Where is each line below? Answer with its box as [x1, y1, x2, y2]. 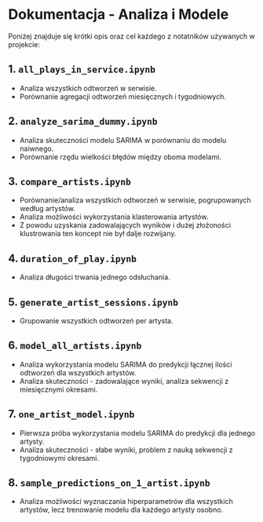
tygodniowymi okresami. [19, 453, 100, 462]
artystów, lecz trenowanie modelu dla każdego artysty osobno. [19, 505, 224, 515]
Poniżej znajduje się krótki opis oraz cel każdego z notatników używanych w [8, 31, 255, 41]
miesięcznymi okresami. [19, 385, 98, 394]
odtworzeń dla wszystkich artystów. [19, 367, 137, 378]
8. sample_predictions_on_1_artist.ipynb [8, 476, 210, 490]
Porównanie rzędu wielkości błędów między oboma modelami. [19, 151, 222, 162]
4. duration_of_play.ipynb [8, 251, 137, 265]
